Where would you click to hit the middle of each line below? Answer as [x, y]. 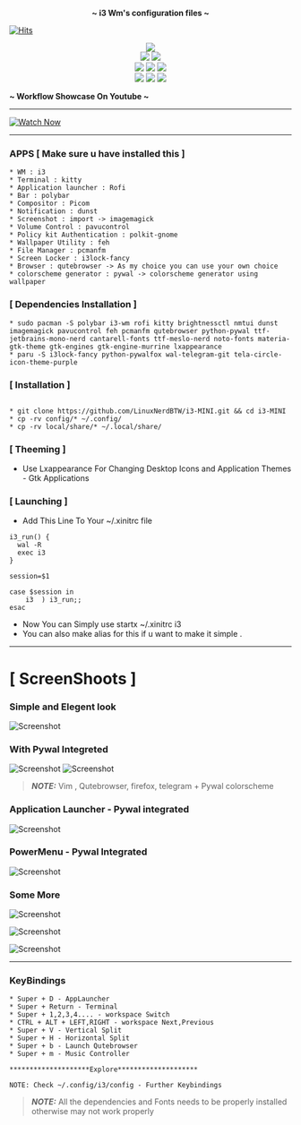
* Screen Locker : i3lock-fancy [69, 259]
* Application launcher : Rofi [68, 188]
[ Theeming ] [38, 449]
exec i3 [32, 553]
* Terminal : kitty [46, 180]
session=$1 [30, 577]
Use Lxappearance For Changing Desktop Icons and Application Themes [157, 468]
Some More [35, 895]
